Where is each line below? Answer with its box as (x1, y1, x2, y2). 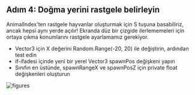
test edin (14, 51, 37, 59)
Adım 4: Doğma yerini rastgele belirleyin (6, 5, 160, 15)
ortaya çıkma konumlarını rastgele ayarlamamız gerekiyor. (6, 33, 149, 41)
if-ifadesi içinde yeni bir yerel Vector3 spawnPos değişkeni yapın (14, 57, 175, 65)
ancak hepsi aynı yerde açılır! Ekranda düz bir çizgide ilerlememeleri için (6, 27, 185, 34)
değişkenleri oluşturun (14, 70, 71, 77)
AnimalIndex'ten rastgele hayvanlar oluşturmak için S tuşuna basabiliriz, (6, 20, 184, 27)
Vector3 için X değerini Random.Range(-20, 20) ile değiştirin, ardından (14, 45, 189, 52)
